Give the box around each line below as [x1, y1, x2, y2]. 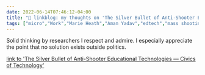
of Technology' [6, 62, 45, 69]
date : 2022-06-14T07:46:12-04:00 [6, 9, 92, 15]
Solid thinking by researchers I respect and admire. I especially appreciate [6, 37, 193, 45]
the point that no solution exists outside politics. [6, 43, 126, 51]
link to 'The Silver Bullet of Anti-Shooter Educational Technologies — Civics [6, 55, 196, 63]
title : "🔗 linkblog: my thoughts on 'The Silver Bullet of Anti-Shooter [6, 15, 195, 21]
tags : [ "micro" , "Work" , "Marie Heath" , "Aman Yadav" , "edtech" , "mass [6, 20, 179, 26]
